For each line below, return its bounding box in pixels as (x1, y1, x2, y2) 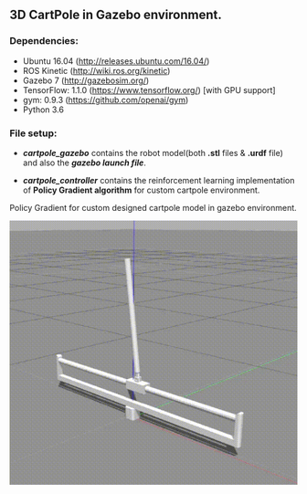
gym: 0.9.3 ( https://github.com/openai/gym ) (22, 94, 189, 105)
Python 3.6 (22, 104, 64, 115)
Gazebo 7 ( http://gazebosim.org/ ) (22, 75, 150, 86)
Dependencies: (9, 35, 79, 47)
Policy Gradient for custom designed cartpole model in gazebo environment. (9, 202, 297, 213)
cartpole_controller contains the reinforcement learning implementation (22, 174, 295, 185)
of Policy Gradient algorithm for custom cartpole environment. (22, 184, 260, 195)
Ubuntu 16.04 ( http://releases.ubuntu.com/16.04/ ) (22, 55, 210, 67)
